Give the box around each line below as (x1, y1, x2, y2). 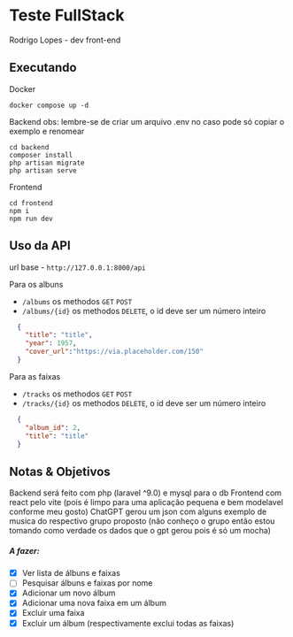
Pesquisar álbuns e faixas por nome (21, 578, 153, 588)
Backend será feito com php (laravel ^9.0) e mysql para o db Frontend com (9, 487, 281, 498)
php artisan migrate (9, 158, 86, 167)
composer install (9, 150, 73, 159)
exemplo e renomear (9, 126, 85, 136)
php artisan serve (9, 165, 77, 175)
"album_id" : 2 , (25, 423, 81, 432)
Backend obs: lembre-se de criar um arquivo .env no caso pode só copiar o (9, 116, 285, 127)
